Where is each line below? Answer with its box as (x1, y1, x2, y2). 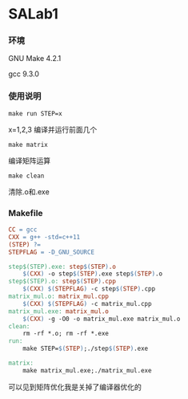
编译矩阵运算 (8, 156, 50, 165)
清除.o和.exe (8, 186, 50, 197)
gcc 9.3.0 (8, 69, 40, 79)
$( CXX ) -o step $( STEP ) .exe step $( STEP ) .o (22, 270, 162, 278)
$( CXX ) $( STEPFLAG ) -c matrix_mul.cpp (22, 299, 152, 307)
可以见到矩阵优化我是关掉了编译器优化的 (8, 382, 142, 392)
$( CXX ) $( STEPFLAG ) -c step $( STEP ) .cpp (22, 285, 156, 293)
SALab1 (8, 5, 58, 23)
